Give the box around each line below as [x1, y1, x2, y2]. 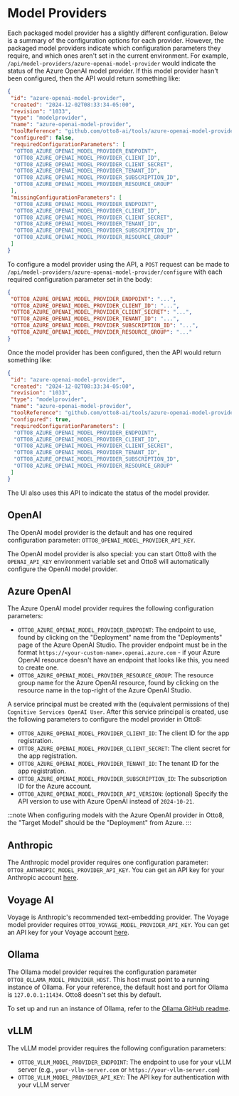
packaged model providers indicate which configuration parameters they [7, 43, 221, 52]
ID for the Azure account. [17, 782, 92, 791]
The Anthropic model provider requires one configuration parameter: [7, 858, 208, 867]
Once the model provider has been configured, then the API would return [7, 348, 222, 357]
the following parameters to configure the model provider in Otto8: [7, 715, 203, 724]
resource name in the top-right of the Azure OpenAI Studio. [17, 686, 192, 695]
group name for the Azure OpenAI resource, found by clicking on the [17, 679, 219, 687]
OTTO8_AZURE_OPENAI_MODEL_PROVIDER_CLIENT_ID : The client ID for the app [17, 729, 230, 737]
